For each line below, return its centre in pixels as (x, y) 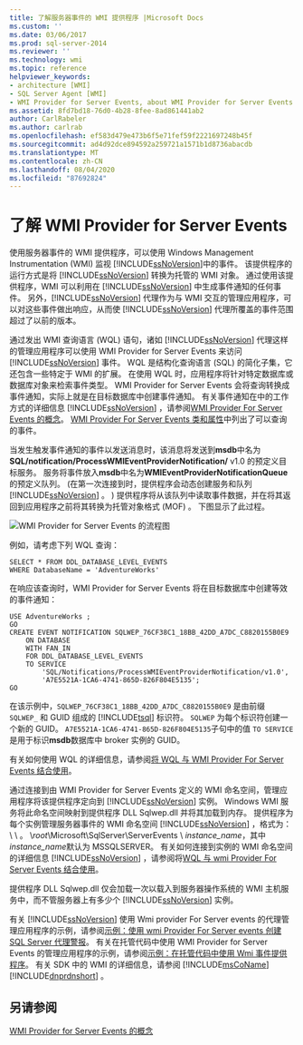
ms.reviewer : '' (40, 52)
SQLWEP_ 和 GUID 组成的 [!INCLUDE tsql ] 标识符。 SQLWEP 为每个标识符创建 (145, 718)
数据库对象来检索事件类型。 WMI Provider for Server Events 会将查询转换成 (150, 386)
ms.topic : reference (48, 69)
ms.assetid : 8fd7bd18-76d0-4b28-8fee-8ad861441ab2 (107, 111)
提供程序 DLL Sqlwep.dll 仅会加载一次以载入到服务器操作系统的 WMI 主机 (146, 889)
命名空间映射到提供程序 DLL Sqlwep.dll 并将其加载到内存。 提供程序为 (163, 813)
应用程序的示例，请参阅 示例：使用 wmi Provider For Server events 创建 (149, 931)
